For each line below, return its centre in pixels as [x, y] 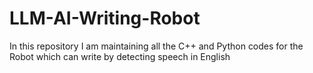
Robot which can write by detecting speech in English [120, 56]
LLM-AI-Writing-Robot [105, 18]
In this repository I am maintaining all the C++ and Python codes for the [156, 46]
